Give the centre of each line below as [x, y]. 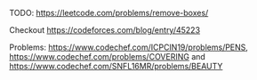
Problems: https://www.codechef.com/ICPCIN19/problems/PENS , [129, 47]
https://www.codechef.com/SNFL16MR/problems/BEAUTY [116, 66]
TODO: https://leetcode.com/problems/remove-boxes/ [109, 13]
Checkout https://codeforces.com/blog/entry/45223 [105, 30]
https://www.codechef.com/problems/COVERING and [108, 56]
